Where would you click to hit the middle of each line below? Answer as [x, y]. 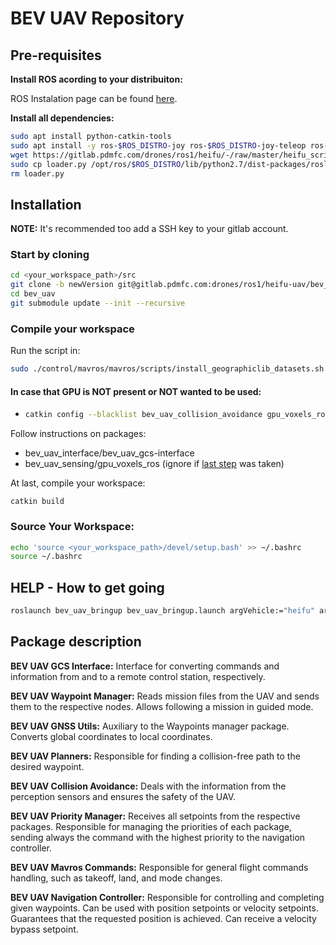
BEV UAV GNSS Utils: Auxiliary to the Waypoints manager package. [150, 726]
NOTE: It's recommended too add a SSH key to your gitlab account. [149, 229]
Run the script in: [45, 351]
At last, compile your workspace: [78, 483]
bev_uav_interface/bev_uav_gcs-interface [109, 453]
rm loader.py [37, 173]
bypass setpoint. [44, 929]
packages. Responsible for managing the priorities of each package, [151, 826]
